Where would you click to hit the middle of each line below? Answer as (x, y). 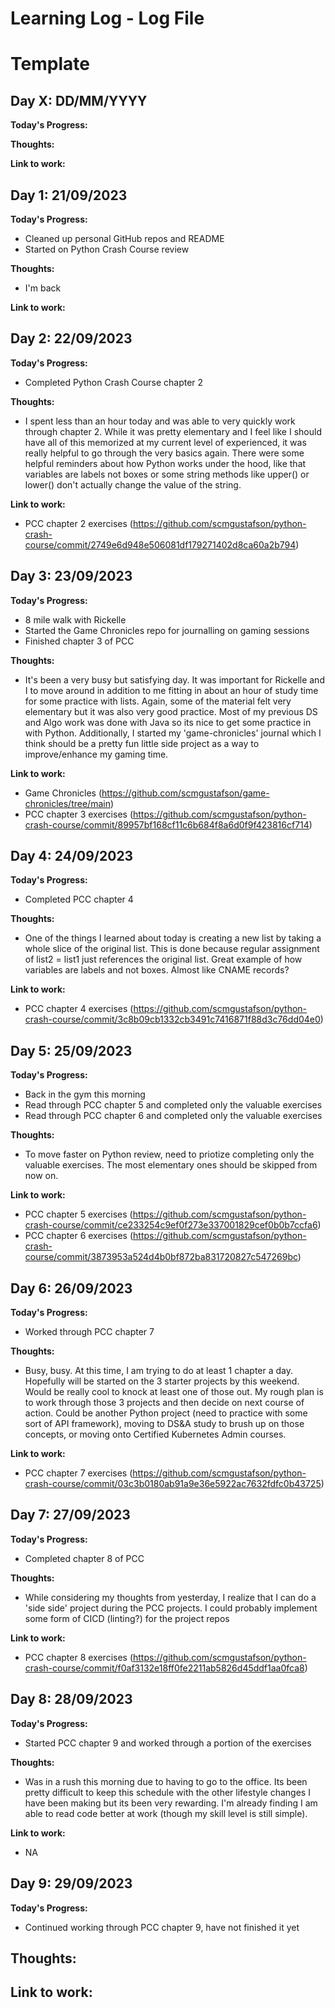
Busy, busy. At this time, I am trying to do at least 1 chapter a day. (159, 1371)
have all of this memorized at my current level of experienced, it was (165, 442)
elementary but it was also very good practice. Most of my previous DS (171, 711)
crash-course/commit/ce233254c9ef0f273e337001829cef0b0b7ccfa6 (171, 1225)
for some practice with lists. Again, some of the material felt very (158, 701)
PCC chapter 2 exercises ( (78, 523)
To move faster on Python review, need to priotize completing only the (169, 1154)
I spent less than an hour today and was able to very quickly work (160, 421)
